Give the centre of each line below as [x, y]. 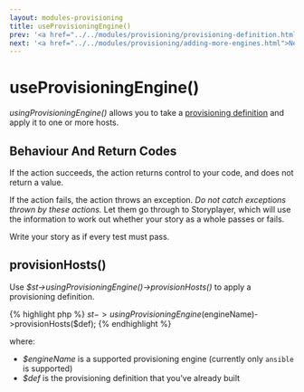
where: [23, 341]
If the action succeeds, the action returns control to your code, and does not [152, 172]
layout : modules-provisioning [66, 18]
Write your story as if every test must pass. [90, 237]
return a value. [37, 182]
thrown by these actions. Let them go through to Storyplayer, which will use [150, 210]
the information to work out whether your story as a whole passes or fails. [147, 219]
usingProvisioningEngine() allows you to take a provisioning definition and [147, 113]
